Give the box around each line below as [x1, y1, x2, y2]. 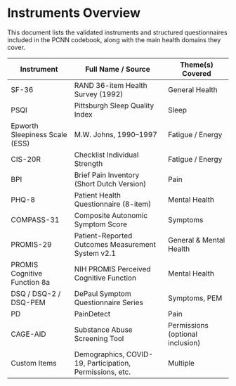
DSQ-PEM [11, 297, 46, 307]
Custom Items [11, 358, 57, 368]
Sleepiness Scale [11, 129, 68, 139]
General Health [168, 84, 218, 94]
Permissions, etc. [74, 367, 131, 377]
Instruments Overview [7, 5, 140, 21]
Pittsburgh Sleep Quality [74, 101, 155, 110]
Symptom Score [74, 219, 128, 229]
